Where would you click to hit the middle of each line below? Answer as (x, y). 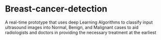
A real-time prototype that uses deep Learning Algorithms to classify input (79, 22)
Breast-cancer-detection (56, 9)
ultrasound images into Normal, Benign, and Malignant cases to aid (72, 27)
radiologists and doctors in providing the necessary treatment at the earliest (80, 32)
